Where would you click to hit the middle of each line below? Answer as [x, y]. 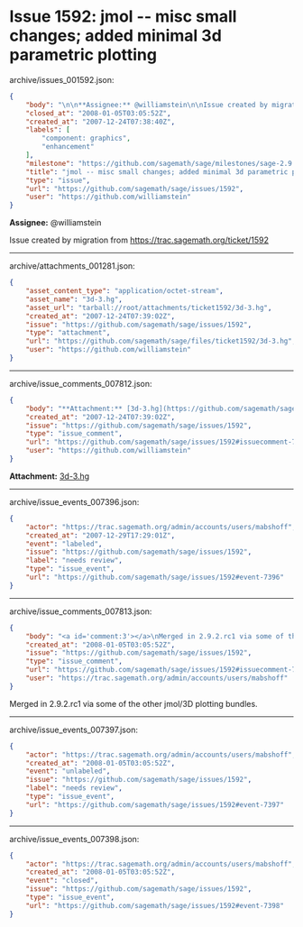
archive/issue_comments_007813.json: [81, 611]
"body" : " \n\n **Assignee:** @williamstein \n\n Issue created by [147, 105]
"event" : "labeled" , [64, 544]
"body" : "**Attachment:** [74, 408]
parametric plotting [83, 55]
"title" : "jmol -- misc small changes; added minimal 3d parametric [157, 172]
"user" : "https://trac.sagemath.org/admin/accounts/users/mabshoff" [157, 678]
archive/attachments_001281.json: [72, 266]
